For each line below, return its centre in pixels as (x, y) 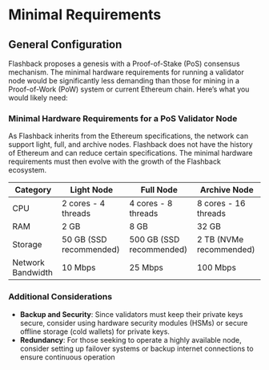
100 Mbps (216, 268)
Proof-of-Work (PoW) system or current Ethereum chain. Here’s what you (129, 89)
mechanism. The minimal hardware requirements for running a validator (126, 72)
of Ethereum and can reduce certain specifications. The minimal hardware (130, 153)
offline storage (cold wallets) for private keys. (95, 331)
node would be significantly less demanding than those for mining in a (124, 81)
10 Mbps (78, 268)
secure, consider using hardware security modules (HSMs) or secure (134, 323)
